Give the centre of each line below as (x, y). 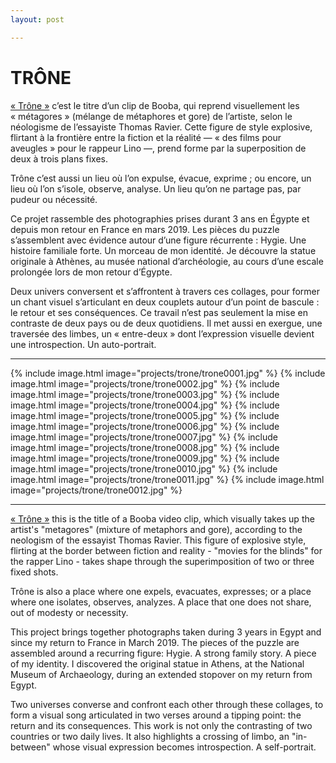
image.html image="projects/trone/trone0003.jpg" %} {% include (145, 394)
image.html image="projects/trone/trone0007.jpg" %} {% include (144, 437)
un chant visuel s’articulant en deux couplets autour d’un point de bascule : (165, 302)
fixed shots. (34, 572)
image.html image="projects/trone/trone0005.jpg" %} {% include (145, 415)
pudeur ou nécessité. (54, 199)
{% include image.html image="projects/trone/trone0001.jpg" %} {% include (168, 373)
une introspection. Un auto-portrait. (83, 344)
